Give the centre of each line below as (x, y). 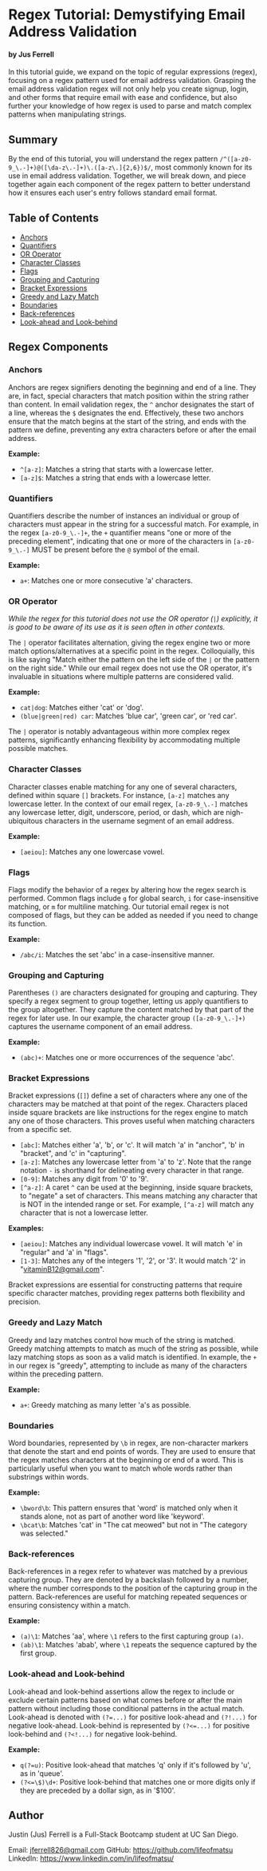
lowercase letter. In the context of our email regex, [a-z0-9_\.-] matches (128, 804)
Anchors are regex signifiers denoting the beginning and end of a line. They (132, 387)
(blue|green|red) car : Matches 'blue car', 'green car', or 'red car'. (128, 716)
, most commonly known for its (202, 167)
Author (26, 1815)
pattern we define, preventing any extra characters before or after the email (132, 430)
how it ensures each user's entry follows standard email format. (113, 193)
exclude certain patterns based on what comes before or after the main (126, 1700)
